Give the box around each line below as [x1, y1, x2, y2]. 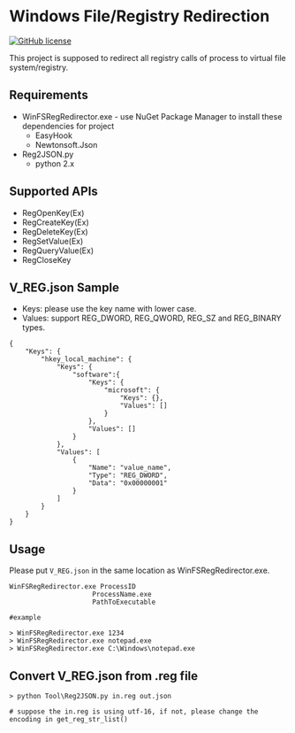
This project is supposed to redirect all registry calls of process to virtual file [9, 52, 286, 63]
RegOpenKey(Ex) [21, 207, 85, 218]
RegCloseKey [21, 254, 72, 265]
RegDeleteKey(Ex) [21, 226, 88, 236]
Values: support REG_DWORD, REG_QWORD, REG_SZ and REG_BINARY [21, 312, 282, 324]
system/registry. [9, 62, 69, 73]
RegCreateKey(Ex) [21, 217, 90, 228]
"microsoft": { [103, 386, 161, 395]
